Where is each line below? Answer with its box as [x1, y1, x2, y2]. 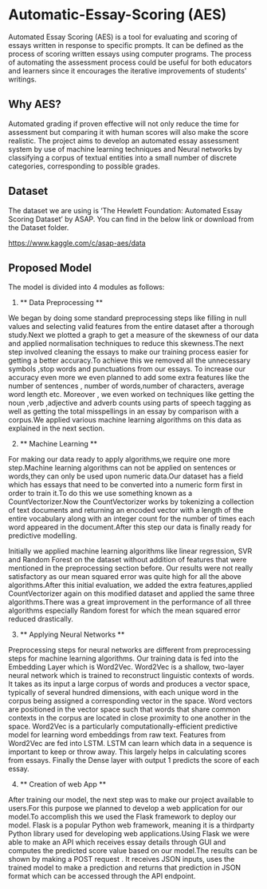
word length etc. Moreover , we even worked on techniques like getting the [8, 390, 255, 399]
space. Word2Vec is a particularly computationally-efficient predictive [8, 721, 238, 732]
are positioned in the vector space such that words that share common [8, 704, 241, 714]
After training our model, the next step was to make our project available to [8, 795, 254, 804]
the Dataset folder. [8, 222, 69, 232]
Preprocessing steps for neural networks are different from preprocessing [8, 645, 251, 655]
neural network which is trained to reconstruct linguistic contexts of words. [8, 671, 255, 681]
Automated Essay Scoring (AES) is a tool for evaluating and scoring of [8, 32, 238, 42]
